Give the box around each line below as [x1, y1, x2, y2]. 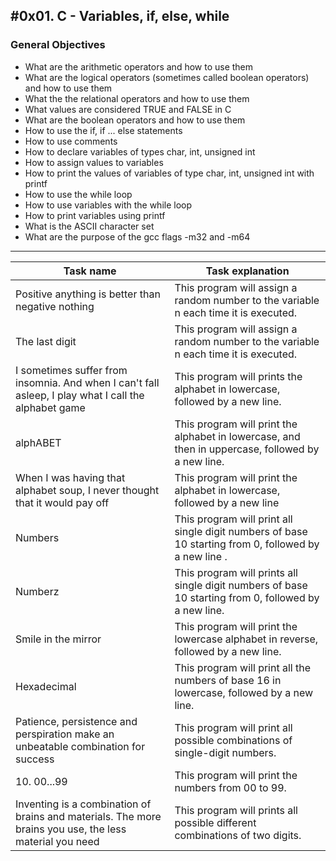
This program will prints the [174, 369, 303, 383]
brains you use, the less [15, 822, 127, 836]
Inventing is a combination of [15, 797, 152, 811]
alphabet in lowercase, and [174, 429, 301, 443]
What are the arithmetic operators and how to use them [24, 60, 254, 73]
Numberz [15, 584, 60, 598]
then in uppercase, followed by [174, 442, 320, 456]
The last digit [15, 334, 77, 348]
